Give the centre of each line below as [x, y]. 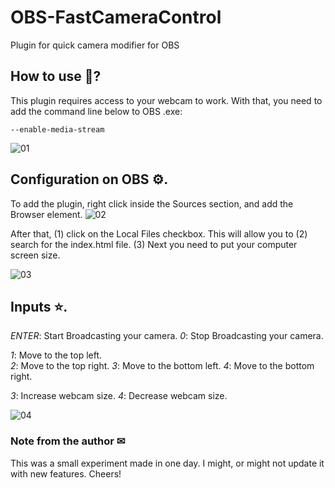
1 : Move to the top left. [56, 355]
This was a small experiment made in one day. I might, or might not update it [167, 463]
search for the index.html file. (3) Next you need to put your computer [154, 244]
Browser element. [46, 214]
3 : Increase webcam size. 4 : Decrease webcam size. [119, 396]
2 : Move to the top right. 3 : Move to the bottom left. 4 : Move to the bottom [162, 366]
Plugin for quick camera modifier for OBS [95, 45]
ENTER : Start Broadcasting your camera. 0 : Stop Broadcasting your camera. [167, 336]
